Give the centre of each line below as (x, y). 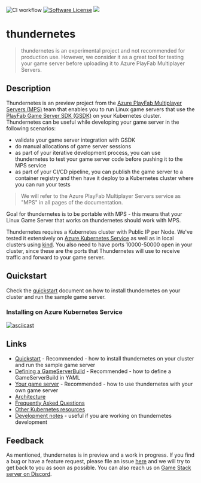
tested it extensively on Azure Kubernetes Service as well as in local (90, 238)
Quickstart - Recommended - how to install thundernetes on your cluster (104, 358)
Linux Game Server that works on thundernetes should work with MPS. (94, 220)
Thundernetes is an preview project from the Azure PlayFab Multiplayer (94, 103)
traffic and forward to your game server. (56, 257)
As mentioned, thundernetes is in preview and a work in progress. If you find (100, 455)
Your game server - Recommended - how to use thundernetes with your (104, 384)
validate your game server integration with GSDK (75, 140)
